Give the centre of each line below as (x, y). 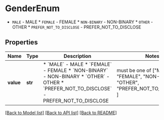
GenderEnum (32, 9)
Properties (21, 43)
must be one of (134, 70)
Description (77, 56)
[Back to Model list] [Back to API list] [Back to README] (61, 113)
